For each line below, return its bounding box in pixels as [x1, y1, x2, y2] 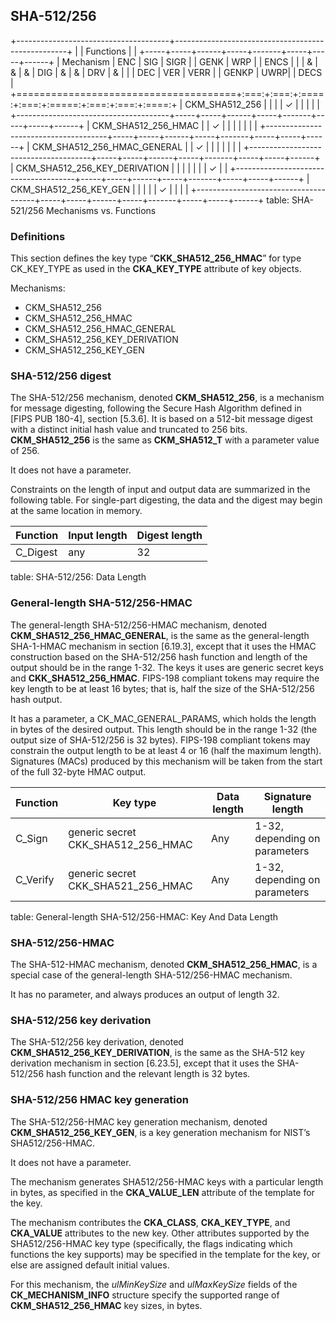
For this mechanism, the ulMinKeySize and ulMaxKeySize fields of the [10, 1278, 298, 1290]
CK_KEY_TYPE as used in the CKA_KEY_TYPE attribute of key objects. [10, 263, 302, 275]
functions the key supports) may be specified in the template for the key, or [10, 1248, 321, 1260]
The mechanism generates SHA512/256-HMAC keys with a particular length [10, 1175, 324, 1188]
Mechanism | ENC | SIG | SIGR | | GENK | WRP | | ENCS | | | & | [61, 55, 318, 68]
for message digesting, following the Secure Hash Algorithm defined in [10, 402, 302, 414]
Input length [68, 529, 128, 543]
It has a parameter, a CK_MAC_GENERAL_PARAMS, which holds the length [10, 712, 317, 724]
